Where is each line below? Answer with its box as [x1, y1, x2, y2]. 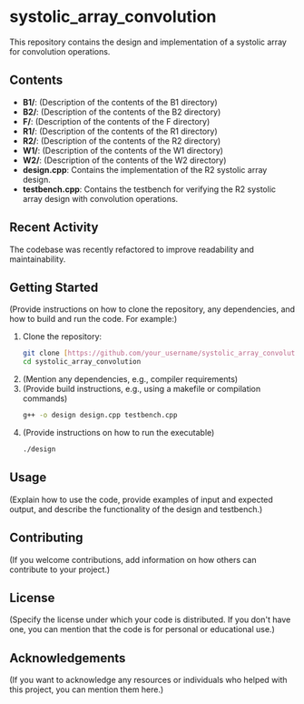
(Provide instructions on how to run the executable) [22, 427, 215, 437]
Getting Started [9, 279, 99, 295]
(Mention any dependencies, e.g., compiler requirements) [22, 374, 239, 385]
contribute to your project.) [9, 564, 111, 575]
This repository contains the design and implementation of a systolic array [9, 36, 288, 47]
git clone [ [22, 348, 68, 358]
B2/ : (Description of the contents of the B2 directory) [22, 106, 221, 117]
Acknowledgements [9, 650, 126, 666]
